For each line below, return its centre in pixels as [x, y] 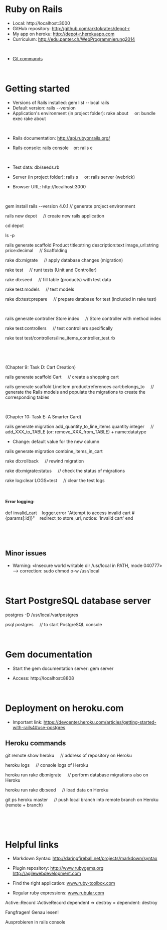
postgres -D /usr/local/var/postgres [42, 615]
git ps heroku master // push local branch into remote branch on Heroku [82, 799]
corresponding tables [27, 397]
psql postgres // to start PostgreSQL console [54, 624]
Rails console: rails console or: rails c [52, 148]
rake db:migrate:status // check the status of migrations [65, 471]
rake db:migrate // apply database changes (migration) [64, 260]
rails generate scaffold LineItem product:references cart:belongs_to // [80, 386]
